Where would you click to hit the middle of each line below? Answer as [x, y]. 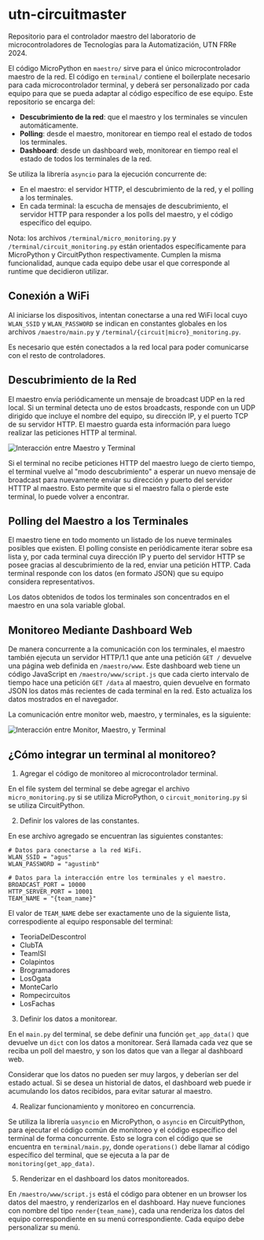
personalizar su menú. [44, 1227]
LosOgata [35, 978]
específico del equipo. [55, 223]
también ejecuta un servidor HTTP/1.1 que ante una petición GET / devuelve [130, 658]
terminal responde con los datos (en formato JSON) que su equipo [116, 574]
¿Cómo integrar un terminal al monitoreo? [112, 754]
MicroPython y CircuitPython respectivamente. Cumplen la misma [115, 254]
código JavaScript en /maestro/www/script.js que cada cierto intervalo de [129, 674]
